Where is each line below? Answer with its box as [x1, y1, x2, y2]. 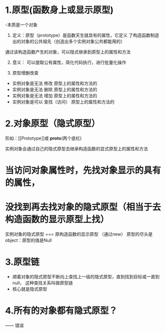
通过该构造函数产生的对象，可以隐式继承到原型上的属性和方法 [5, 49, 131, 55]
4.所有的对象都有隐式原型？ [5, 305, 118, 316]
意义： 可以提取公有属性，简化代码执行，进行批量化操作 [12, 59, 126, 65]
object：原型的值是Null [5, 237, 52, 243]
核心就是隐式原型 [12, 286, 47, 292]
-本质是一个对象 [5, 22, 38, 28]
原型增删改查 [12, 70, 39, 75]
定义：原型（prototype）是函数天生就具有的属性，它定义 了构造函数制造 [12, 32, 160, 38]
